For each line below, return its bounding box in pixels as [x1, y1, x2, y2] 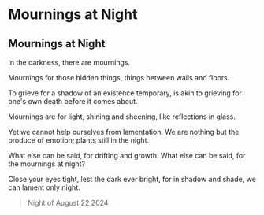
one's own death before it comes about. [8, 97, 138, 106]
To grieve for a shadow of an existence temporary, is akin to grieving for [8, 88, 242, 98]
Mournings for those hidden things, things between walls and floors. [8, 73, 230, 82]
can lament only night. [8, 183, 80, 192]
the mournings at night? [8, 159, 85, 169]
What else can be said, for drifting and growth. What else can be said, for [8, 151, 246, 160]
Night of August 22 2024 [27, 198, 109, 207]
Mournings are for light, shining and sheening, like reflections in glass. [8, 112, 236, 121]
